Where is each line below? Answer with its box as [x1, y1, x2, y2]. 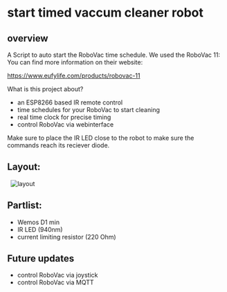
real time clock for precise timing [17, 113, 111, 121]
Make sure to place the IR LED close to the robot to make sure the [7, 134, 194, 142]
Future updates [7, 253, 75, 264]
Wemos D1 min [17, 218, 60, 226]
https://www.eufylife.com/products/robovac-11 [7, 71, 140, 80]
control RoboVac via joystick [17, 271, 98, 280]
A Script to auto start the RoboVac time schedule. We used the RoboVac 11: [7, 51, 220, 59]
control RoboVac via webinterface [17, 120, 114, 129]
